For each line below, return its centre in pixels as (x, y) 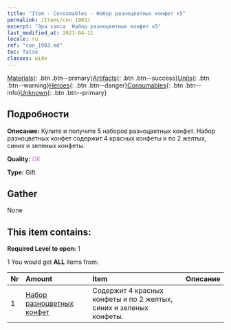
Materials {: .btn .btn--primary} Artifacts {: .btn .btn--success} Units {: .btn (108, 78)
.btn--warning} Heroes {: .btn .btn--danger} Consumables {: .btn (95, 85)
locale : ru (23, 39)
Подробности (38, 114)
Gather (22, 194)
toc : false (23, 52)
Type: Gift (21, 172)
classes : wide (27, 59)
